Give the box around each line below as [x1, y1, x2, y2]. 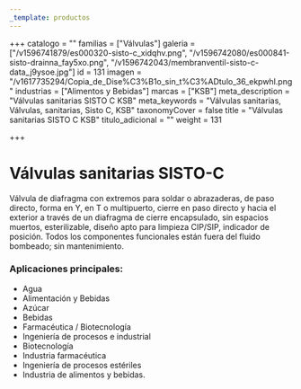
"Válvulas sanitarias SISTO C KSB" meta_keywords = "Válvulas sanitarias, [9, 95, 281, 106]
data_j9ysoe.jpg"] [9, 66, 75, 77]
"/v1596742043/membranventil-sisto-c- [111, 57, 259, 67]
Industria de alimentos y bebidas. [22, 369, 146, 380]
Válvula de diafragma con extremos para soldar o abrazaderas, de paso [9, 192, 275, 203]
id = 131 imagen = [76, 66, 142, 77]
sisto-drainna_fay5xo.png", [9, 57, 110, 67]
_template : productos [9, 13, 91, 22]
